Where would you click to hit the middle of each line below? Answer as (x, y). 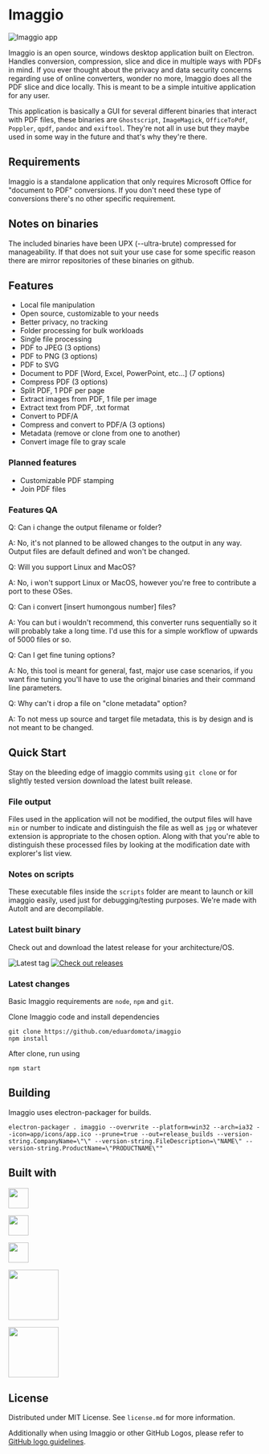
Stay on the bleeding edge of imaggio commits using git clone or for (123, 772)
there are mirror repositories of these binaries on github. (101, 260)
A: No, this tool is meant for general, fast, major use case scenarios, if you (130, 671)
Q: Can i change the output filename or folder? (85, 527)
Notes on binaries (53, 224)
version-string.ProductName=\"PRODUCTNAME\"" (86, 1148)
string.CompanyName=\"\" (50, 1141)
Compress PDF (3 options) (64, 382)
